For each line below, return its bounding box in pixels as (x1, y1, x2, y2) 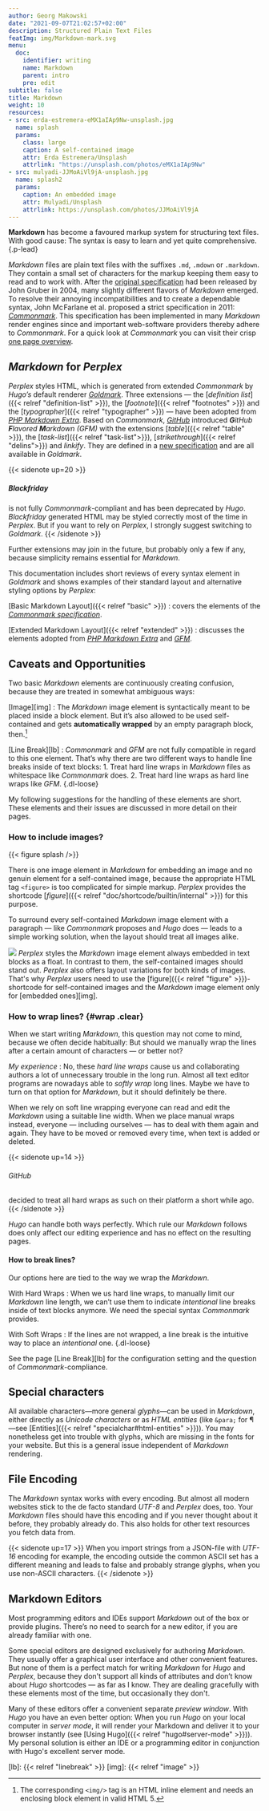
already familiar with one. (8, 1631, 92, 1640)
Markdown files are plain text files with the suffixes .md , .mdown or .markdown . (8, 260, 260, 269)
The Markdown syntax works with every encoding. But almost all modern (8, 1494, 250, 1503)
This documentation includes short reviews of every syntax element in (8, 568, 240, 578)
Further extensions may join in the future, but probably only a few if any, (8, 544, 246, 554)
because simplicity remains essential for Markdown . (8, 553, 180, 563)
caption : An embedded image (22, 190, 116, 199)
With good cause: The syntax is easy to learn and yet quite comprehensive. (8, 236, 258, 245)
